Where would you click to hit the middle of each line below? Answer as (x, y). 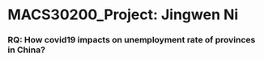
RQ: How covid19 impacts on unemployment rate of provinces (132, 40)
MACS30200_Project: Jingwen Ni (123, 15)
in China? (27, 50)
